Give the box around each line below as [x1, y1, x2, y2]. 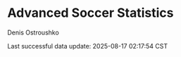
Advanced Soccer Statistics [7, 5, 174, 21]
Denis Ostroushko [7, 28, 60, 37]
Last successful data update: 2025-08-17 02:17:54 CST [7, 42, 168, 50]
